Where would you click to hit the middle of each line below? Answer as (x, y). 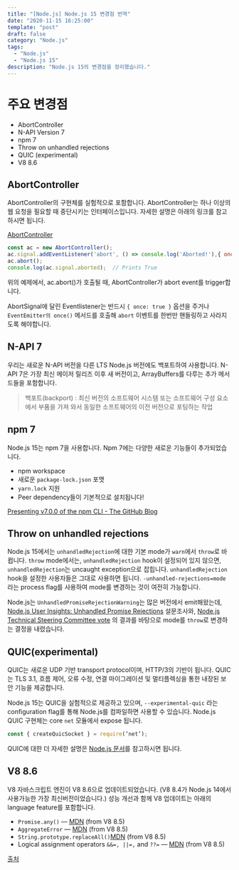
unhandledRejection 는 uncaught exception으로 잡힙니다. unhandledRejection (117, 570)
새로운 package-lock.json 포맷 (61, 479)
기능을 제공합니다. (39, 688)
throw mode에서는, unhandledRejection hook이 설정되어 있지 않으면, (125, 560)
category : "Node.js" (38, 41)
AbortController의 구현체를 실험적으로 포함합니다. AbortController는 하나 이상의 (119, 203)
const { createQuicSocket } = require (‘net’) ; (78, 734)
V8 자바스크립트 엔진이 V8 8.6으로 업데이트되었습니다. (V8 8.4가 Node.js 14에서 (119, 789)
